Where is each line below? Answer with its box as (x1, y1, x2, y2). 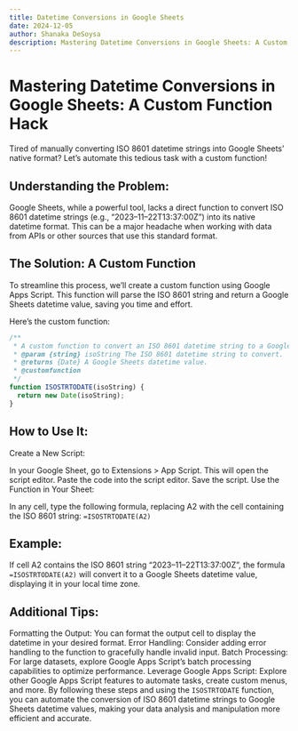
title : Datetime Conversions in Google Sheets (9, 12, 184, 22)
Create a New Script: (9, 447, 86, 458)
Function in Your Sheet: (9, 484, 95, 494)
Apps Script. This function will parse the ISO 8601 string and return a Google (9, 289, 289, 300)
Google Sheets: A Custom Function (9, 95, 273, 116)
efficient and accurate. (9, 713, 92, 724)
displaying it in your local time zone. (9, 579, 140, 590)
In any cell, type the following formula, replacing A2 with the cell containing (9, 501, 285, 511)
